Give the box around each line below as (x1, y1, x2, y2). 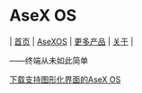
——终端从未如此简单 (9, 55, 88, 65)
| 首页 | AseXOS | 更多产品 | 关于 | (9, 36, 134, 46)
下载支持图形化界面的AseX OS (9, 73, 121, 85)
